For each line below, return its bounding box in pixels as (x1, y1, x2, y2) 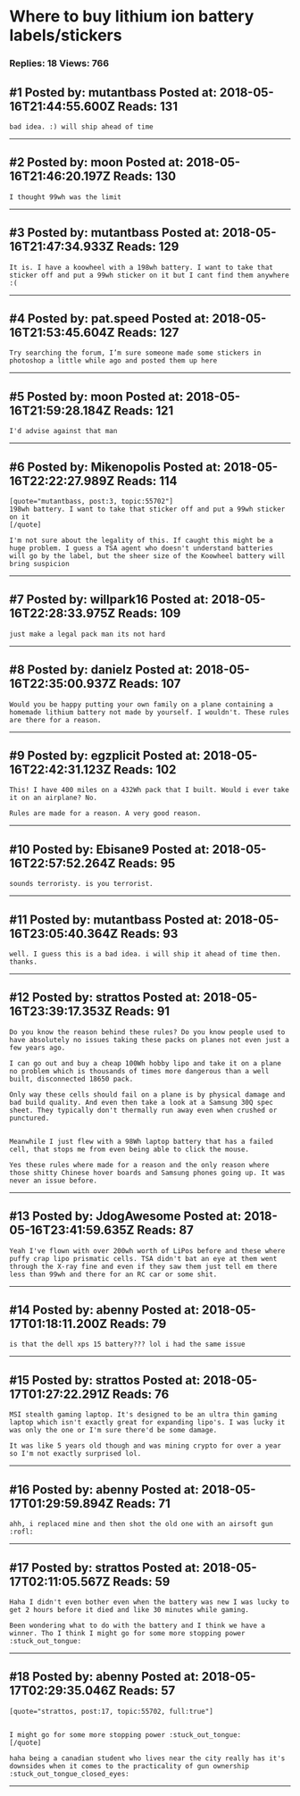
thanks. (9, 957, 38, 966)
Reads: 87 (137, 1223, 194, 1238)
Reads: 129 (116, 239, 179, 255)
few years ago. (9, 1043, 66, 1052)
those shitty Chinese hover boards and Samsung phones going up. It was (9, 1168, 286, 1177)
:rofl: (9, 1527, 34, 1537)
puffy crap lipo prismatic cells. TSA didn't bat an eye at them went (9, 1254, 278, 1263)
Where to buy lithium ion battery (9, 6, 254, 27)
